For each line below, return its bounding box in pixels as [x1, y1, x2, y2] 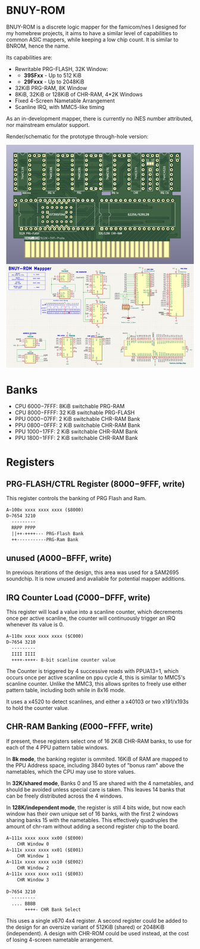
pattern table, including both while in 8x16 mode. [6, 687, 126, 694]
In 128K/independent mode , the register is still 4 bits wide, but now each [6, 804, 186, 811]
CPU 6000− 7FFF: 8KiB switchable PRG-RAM [14, 403, 125, 410]
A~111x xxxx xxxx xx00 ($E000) [6, 835, 84, 841]
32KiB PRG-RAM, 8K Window [14, 84, 87, 91]
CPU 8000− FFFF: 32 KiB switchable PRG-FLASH [14, 409, 135, 416]
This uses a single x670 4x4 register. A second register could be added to [6, 917, 187, 924]
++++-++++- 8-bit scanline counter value [11, 657, 116, 663]
